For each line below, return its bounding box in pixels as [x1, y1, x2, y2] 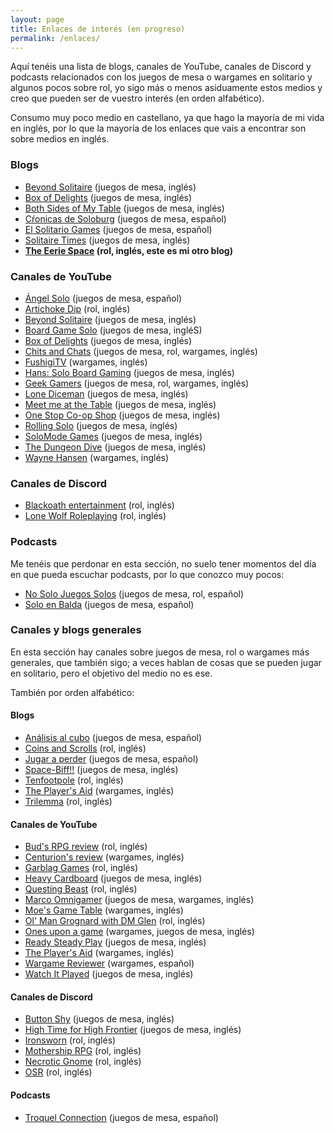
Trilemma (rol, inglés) [24, 796, 113, 808]
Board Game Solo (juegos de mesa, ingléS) [24, 324, 203, 336]
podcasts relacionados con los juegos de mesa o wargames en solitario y [10, 71, 313, 83]
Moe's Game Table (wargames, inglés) [24, 904, 184, 916]
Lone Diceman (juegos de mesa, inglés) [24, 387, 189, 400]
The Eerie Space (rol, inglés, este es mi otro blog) [24, 244, 233, 256]
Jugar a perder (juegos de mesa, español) [24, 753, 199, 765]
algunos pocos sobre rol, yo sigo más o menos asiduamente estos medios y [10, 82, 323, 94]
